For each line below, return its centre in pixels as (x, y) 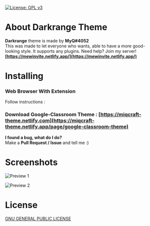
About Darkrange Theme (56, 27)
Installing (24, 76)
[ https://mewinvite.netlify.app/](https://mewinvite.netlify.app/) (71, 56)
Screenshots (31, 162)
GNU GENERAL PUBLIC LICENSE (38, 218)
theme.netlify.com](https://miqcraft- (50, 121)
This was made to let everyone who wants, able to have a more (68, 46)
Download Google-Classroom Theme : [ (53, 115)
